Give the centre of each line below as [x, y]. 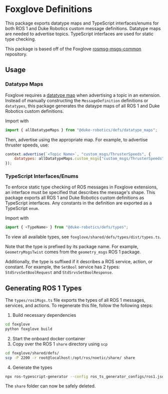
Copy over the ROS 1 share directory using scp [60, 344]
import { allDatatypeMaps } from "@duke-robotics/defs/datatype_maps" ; [81, 130]
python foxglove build [29, 329]
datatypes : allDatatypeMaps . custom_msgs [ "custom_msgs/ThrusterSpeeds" [89, 159]
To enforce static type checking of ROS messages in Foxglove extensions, [81, 187]
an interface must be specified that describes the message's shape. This [80, 192]
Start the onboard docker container [49, 338]
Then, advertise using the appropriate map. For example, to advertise [76, 139]
